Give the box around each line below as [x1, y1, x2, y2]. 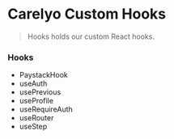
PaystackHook [19, 70, 68, 80]
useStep [19, 122, 48, 132]
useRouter [19, 113, 54, 123]
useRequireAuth [19, 104, 74, 114]
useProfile [19, 96, 54, 106]
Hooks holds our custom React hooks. [27, 32, 155, 41]
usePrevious [19, 87, 62, 97]
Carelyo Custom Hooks [7, 5, 167, 23]
